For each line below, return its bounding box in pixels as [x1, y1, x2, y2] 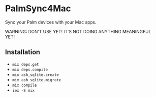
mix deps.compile [12, 67, 48, 72]
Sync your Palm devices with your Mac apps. [5, 19, 97, 25]
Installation [5, 48, 40, 56]
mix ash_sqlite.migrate [12, 77, 62, 82]
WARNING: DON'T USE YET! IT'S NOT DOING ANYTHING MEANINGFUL [5, 28, 152, 34]
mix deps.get [12, 62, 39, 67]
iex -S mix [12, 88, 35, 93]
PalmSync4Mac [5, 3, 71, 14]
